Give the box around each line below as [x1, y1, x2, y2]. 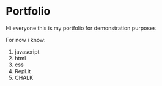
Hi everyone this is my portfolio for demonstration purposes [6, 24, 156, 32]
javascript [14, 48, 40, 56]
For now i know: [6, 36, 46, 43]
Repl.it [14, 67, 31, 74]
